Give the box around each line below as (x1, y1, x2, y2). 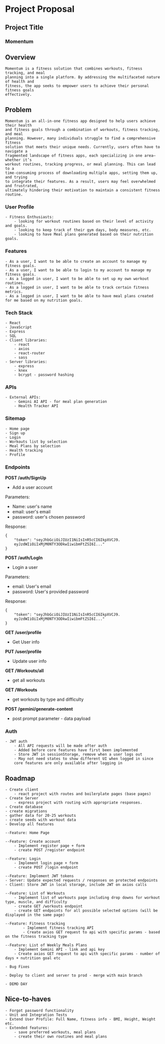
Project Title (5, 23, 43, 32)
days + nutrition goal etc (5, 956, 61, 961)
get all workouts (12, 677, 45, 683)
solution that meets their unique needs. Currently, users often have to (5, 145, 161, 150)
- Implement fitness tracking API (23, 925, 94, 930)
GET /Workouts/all (5, 668, 44, 674)
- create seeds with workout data (5, 817, 77, 823)
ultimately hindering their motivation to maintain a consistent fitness (5, 188, 161, 193)
